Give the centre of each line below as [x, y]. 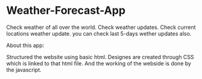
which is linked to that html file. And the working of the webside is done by [99, 63]
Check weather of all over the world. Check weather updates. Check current [101, 27]
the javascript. [24, 69]
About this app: [25, 45]
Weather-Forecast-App [66, 11]
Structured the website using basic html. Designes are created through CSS [100, 57]
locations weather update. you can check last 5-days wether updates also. [99, 33]
